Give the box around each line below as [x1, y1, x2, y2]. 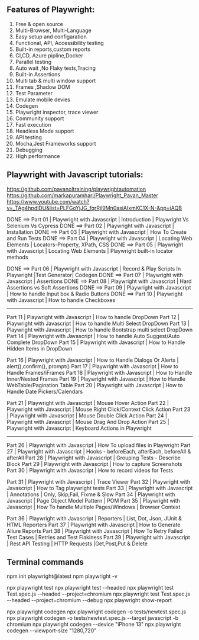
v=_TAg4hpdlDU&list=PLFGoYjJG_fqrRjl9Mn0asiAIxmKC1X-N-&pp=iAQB [6, 204, 182, 211]
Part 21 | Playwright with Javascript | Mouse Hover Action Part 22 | [6, 399, 169, 406]
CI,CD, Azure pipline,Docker [15, 52, 83, 59]
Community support [15, 115, 64, 122]
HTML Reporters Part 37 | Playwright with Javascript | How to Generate [6, 521, 181, 528]
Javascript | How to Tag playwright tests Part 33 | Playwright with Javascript [6, 484, 193, 491]
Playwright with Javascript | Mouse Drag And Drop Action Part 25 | [6, 418, 169, 425]
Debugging [15, 146, 43, 153]
